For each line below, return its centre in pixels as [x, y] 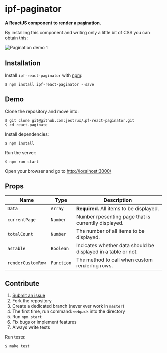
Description [118, 200]
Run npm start [27, 317]
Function [61, 263]
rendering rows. [95, 266]
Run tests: [15, 337]
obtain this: [17, 38]
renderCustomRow [27, 263]
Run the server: [21, 152]
